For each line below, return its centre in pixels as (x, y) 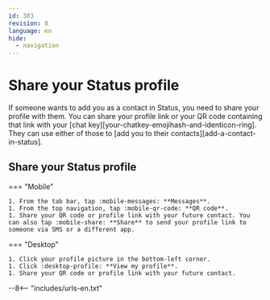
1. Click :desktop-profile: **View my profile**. (93, 266)
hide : (17, 38)
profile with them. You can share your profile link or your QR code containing (135, 117)
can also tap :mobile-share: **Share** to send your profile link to (128, 222)
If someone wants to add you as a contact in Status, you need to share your (134, 108)
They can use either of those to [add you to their (89, 134)
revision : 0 (28, 23)
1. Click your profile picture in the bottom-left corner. (110, 259)
